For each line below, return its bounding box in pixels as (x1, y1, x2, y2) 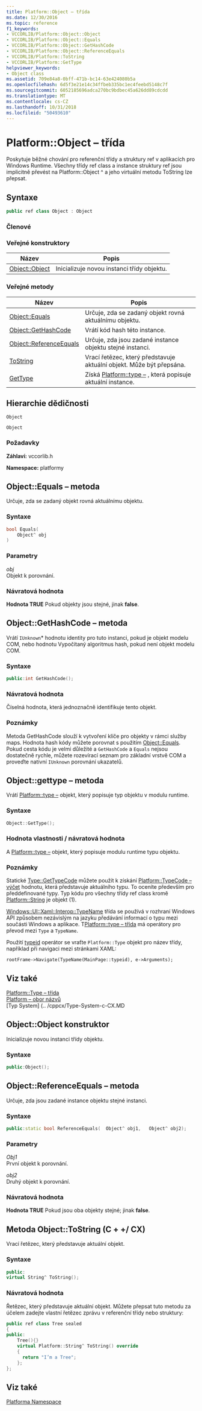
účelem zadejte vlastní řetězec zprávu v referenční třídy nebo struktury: (6, 1309, 184, 1316)
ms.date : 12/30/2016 (6, 14, 58, 21)
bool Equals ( (6, 526, 39, 532)
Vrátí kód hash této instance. (85, 326, 166, 334)
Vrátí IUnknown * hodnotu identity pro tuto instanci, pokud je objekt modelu (6, 634, 189, 641)
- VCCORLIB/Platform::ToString (6, 54, 85, 60)
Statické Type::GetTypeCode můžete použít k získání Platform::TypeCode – (6, 877, 192, 884)
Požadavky (6, 438, 40, 447)
